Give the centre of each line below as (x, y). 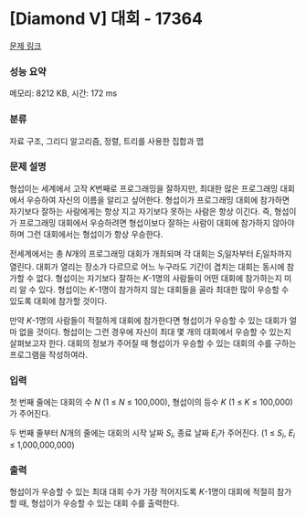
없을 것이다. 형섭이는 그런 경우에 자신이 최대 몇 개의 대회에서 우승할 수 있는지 (155, 332)
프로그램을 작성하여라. (49, 354)
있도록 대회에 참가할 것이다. (58, 301)
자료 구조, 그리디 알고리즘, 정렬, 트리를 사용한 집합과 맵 (106, 141)
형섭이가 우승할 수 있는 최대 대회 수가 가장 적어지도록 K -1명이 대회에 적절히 (142, 492)
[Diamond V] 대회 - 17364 (106, 19)
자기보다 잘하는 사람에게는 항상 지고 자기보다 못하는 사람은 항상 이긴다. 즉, (141, 211)
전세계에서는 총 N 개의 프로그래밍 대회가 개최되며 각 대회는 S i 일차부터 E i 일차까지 (151, 254)
